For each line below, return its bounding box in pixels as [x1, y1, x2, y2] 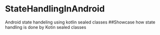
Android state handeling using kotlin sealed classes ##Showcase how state [5, 19, 156, 25]
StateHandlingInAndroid [5, 3, 105, 14]
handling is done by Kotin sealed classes [5, 24, 86, 30]
